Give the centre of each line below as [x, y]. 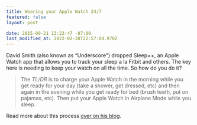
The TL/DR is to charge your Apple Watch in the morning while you [102, 80]
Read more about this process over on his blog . [64, 116]
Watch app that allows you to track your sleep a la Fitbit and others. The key [98, 62]
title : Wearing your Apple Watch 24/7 [54, 11]
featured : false [26, 17]
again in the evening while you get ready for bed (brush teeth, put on [104, 92]
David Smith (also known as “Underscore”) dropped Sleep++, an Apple [93, 55]
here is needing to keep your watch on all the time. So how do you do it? [94, 68]
